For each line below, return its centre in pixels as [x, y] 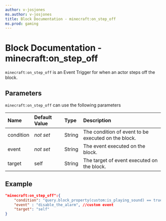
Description [97, 120]
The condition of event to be [116, 132]
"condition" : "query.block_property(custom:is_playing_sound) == [83, 200]
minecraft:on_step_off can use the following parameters [63, 105]
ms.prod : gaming [22, 24]
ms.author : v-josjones [28, 14]
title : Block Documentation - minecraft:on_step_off [61, 19]
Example [19, 184]
